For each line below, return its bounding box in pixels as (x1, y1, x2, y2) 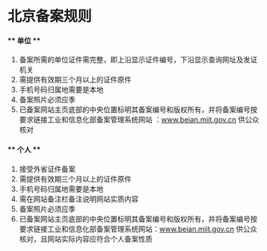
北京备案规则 (7, 7, 93, 26)
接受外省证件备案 (18, 164, 76, 173)
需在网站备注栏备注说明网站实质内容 (18, 193, 139, 204)
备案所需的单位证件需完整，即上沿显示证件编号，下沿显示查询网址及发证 (18, 55, 257, 65)
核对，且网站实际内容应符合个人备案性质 (18, 233, 153, 244)
